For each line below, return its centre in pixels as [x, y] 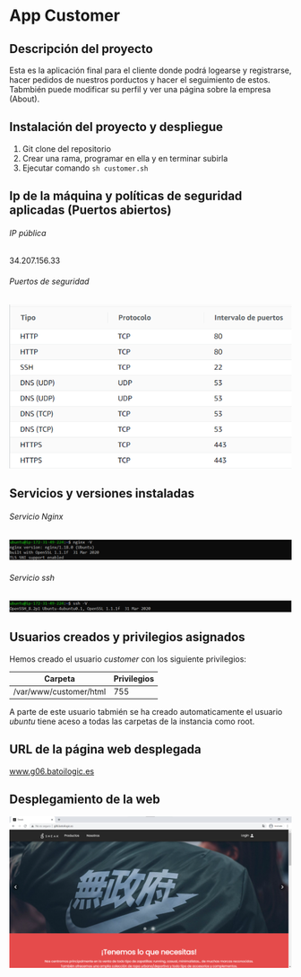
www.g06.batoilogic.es [52, 771]
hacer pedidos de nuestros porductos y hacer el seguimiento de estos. [140, 80]
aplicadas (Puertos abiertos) [90, 211]
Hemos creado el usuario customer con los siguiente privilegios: [128, 659]
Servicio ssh [32, 577]
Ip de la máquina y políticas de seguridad [126, 196]
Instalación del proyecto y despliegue [116, 127]
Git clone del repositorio [67, 148]
